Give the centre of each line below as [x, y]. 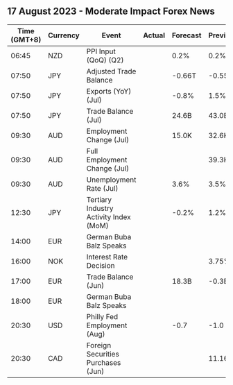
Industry [100, 208]
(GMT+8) [26, 40]
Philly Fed [102, 316]
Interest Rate [107, 257]
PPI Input [101, 51]
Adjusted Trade [111, 71]
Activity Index [109, 216]
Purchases [104, 362]
